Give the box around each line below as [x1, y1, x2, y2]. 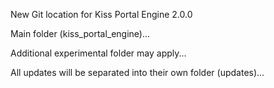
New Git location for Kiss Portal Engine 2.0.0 [10, 9, 193, 20]
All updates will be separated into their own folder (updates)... [10, 67, 265, 78]
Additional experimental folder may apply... [10, 47, 187, 59]
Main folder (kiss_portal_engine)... [10, 28, 151, 39]
